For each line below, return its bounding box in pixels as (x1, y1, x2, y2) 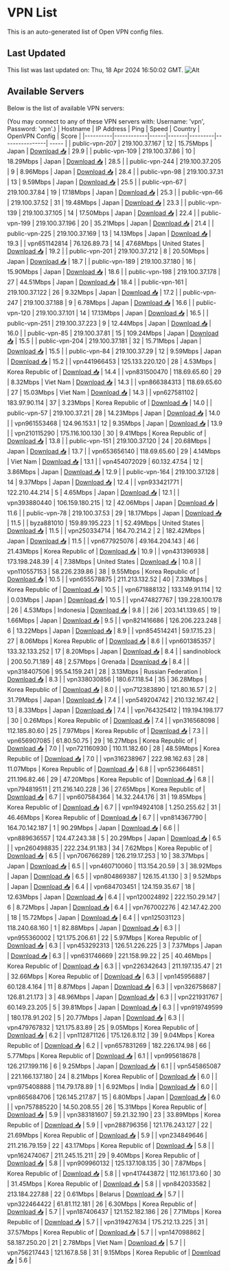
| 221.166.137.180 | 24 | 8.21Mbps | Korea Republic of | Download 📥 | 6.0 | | (7, 1072, 218, 1080)
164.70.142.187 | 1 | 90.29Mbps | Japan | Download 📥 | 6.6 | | (7, 823, 180, 832)
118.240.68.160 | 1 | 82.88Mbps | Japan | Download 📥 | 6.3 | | (7, 923, 181, 932)
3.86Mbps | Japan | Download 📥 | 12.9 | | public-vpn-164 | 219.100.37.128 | (7, 467, 219, 475)
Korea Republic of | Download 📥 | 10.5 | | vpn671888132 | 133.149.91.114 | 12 (7, 585, 222, 594)
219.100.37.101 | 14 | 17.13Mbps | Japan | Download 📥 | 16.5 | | (35, 308, 209, 317)
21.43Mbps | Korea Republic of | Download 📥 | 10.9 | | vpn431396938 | (7, 547, 209, 555)
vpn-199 (7, 218, 31, 227)
